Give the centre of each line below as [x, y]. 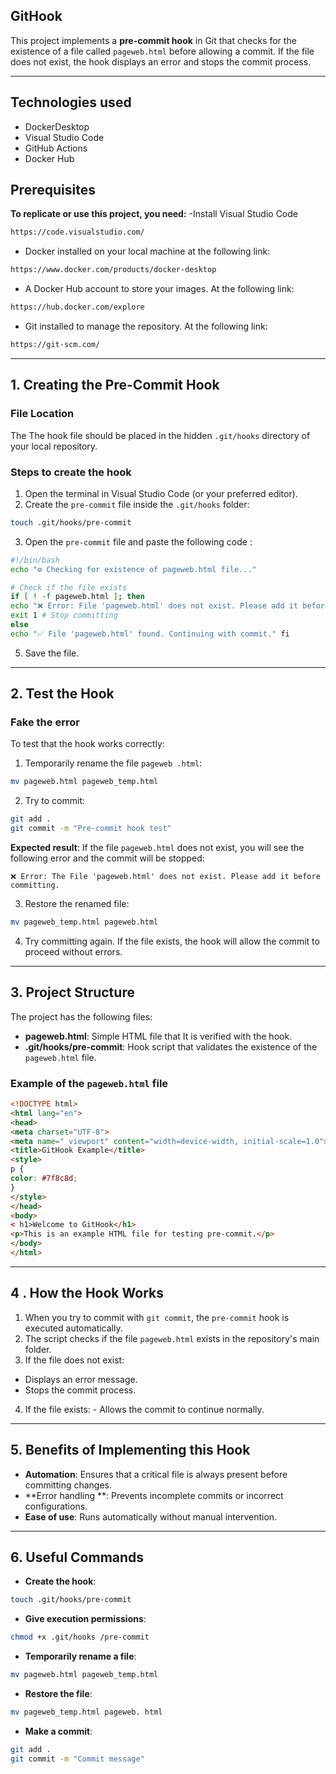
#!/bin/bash [35, 560]
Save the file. [52, 653]
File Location [42, 414]
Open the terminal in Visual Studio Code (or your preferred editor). [161, 493]
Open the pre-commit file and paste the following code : [138, 541]
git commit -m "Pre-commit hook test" [91, 829]
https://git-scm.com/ [55, 345]
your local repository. [54, 446]
